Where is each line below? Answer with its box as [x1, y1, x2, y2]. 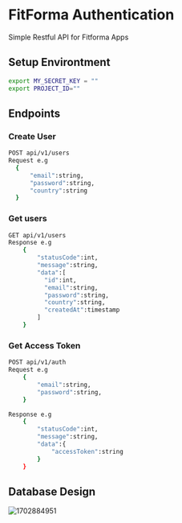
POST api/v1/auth [8, 358, 67, 367]
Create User [8, 130, 56, 142]
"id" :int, [43, 276, 78, 284]
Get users [8, 213, 47, 224]
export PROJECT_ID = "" [8, 84, 81, 93]
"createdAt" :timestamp [43, 306, 120, 315]
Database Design [8, 484, 96, 498]
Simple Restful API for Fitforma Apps [8, 32, 129, 42]
